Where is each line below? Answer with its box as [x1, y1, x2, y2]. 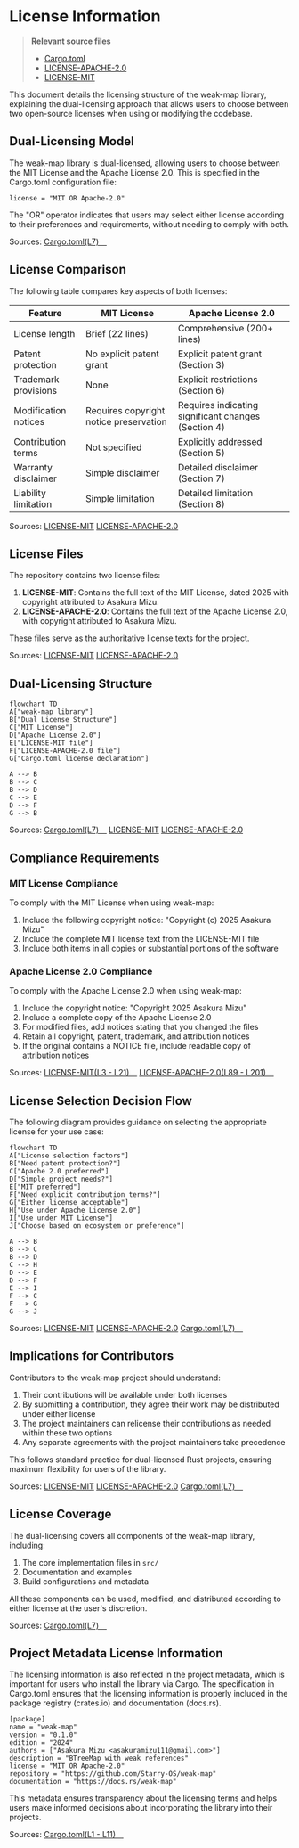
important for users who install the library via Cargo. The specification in [9, 1679, 275, 1689]
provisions [13, 384, 58, 397]
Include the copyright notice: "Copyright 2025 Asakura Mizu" [21, 1002, 247, 1013]
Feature [28, 307, 62, 319]
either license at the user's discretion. [9, 1602, 148, 1614]
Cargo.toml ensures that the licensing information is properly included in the [9, 1689, 288, 1699]
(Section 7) [177, 472, 225, 485]
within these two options [21, 1427, 113, 1438]
